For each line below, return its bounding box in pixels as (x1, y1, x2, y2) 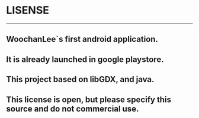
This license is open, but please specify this (6, 94, 172, 104)
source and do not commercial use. (6, 104, 139, 114)
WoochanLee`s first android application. (6, 34, 159, 44)
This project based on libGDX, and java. (6, 74, 155, 84)
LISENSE (6, 4, 49, 17)
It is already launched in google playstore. (6, 54, 164, 64)
